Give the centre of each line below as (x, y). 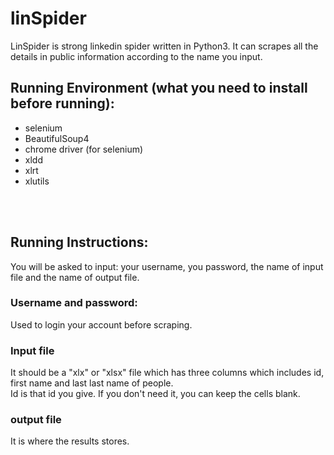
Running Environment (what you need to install (159, 88)
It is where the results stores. (70, 441)
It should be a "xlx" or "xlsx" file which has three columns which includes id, (167, 373)
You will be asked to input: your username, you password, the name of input (167, 266)
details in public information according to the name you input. (136, 56)
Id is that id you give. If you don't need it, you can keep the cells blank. (155, 394)
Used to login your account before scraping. (101, 324)
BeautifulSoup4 (57, 138)
